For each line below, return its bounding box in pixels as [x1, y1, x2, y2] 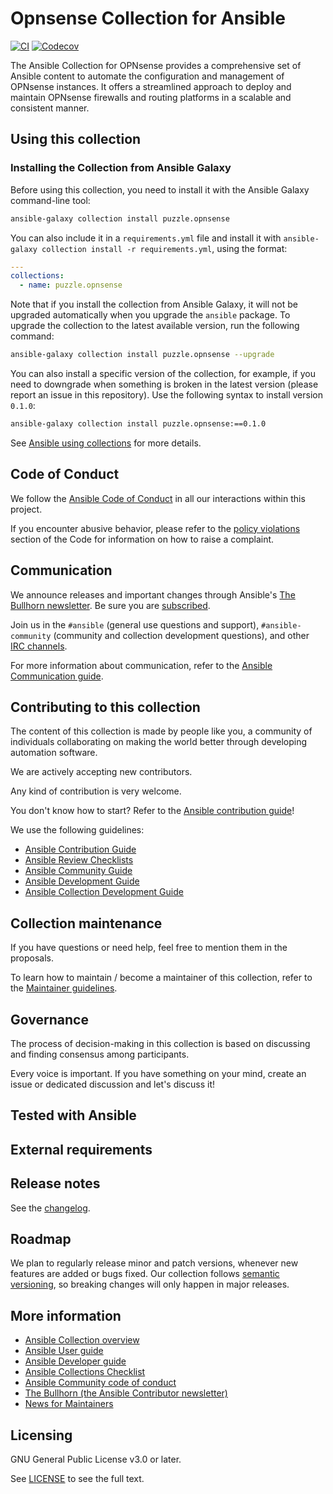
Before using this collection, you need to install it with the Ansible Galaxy [10, 183, 310, 196]
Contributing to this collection [10, 698, 201, 716]
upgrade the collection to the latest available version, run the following [10, 320, 300, 332]
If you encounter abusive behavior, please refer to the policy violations [10, 522, 301, 534]
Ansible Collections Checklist [24, 1366, 146, 1378]
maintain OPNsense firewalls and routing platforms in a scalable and [10, 91, 292, 103]
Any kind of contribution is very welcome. [10, 785, 182, 797]
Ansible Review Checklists [24, 854, 134, 866]
